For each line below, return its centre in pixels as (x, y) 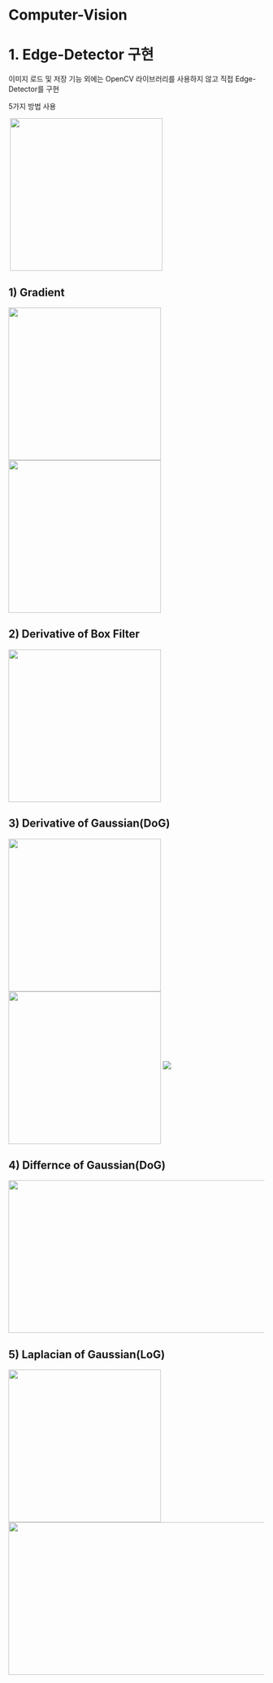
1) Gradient (37, 292)
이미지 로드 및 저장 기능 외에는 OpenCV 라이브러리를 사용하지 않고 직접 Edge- (132, 79)
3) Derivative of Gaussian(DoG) (89, 824)
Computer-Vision (68, 15)
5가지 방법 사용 (32, 107)
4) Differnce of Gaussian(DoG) (87, 1165)
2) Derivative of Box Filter (74, 634)
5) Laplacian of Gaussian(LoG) (87, 1354)
